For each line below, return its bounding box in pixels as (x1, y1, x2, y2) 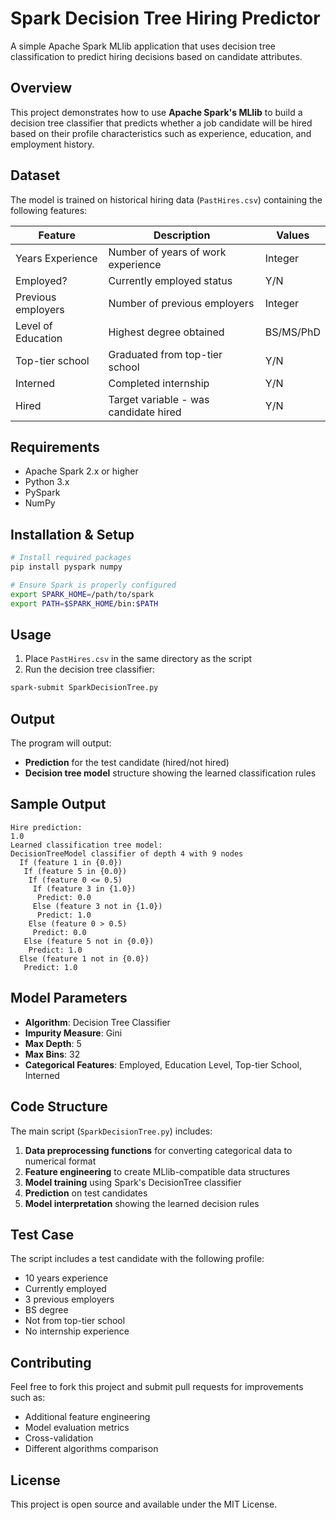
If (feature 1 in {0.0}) (19, 857, 123, 867)
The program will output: (10, 737, 112, 749)
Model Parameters (10, 990, 128, 1007)
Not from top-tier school (24, 1315, 126, 1327)
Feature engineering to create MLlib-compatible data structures (24, 1165, 291, 1177)
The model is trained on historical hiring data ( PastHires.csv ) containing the (10, 193, 323, 206)
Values (276, 228, 310, 242)
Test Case (10, 1226, 75, 1243)
